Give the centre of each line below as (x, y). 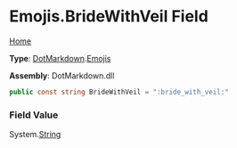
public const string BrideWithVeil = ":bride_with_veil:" (119, 92)
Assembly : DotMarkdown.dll (62, 75)
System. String (35, 135)
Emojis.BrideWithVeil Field (109, 16)
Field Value (34, 115)
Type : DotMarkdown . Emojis (60, 58)
